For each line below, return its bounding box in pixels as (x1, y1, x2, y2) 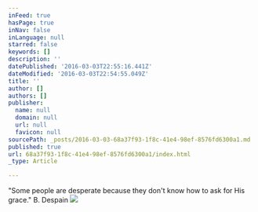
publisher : (8, 99, 44, 107)
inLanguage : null (8, 33, 65, 42)
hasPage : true (8, 19, 55, 27)
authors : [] (8, 92, 47, 100)
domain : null (15, 114, 58, 122)
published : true (8, 143, 61, 151)
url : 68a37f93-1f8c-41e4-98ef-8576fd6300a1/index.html (8, 150, 191, 158)
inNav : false (8, 26, 51, 34)
